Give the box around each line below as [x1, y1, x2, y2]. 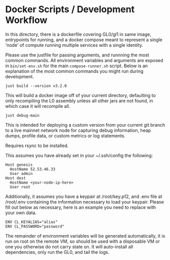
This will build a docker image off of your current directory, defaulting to [5, 92, 156, 98]
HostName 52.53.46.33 [10, 166, 56, 171]
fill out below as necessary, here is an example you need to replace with [5, 204, 156, 210]
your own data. [5, 210, 37, 216]
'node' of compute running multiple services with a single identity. [5, 42, 144, 48]
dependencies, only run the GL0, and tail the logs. [5, 249, 110, 255]
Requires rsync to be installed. [5, 142, 69, 149]
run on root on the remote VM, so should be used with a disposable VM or [5, 238, 160, 244]
